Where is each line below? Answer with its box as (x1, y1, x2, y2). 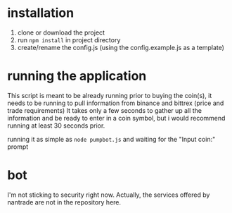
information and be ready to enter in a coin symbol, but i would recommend (7, 114, 226, 122)
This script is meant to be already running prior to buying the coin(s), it (7, 91, 212, 99)
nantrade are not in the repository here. (7, 197, 122, 206)
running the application (7, 68, 147, 84)
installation (7, 5, 75, 21)
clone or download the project (17, 28, 105, 37)
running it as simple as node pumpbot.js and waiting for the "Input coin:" (7, 135, 216, 143)
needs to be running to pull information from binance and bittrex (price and (7, 99, 224, 107)
